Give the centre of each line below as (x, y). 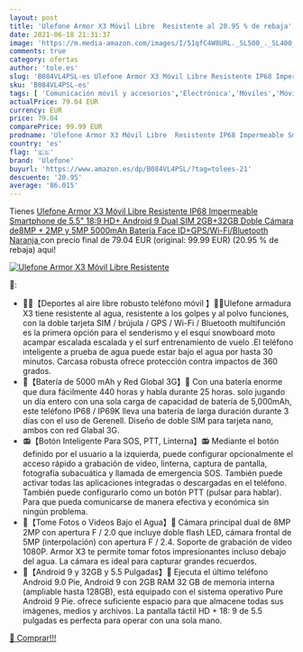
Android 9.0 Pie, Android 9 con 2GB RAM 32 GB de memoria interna (148, 582)
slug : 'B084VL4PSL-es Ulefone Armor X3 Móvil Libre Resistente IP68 (141, 77)
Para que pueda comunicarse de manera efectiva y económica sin (145, 502)
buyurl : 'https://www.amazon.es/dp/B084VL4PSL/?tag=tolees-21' (131, 169)
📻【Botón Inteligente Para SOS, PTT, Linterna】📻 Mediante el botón (151, 441)
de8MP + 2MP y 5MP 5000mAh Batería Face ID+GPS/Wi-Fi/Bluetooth (139, 230)
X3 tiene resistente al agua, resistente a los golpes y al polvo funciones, (156, 313)
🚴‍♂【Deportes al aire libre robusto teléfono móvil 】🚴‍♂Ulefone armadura (156, 303)
